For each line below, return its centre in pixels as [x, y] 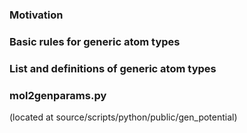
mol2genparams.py [58, 95]
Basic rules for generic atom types [95, 41]
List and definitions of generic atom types [113, 68]
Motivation [36, 15]
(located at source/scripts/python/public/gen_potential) [123, 117]
